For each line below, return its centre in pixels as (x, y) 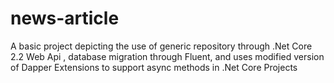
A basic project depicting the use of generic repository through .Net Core (161, 46)
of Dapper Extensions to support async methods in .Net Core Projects (154, 67)
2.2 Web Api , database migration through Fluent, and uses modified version (167, 56)
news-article (65, 18)
